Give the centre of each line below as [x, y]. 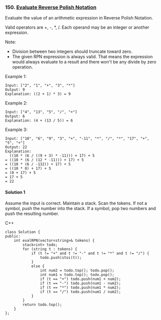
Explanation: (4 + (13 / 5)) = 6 [39, 121]
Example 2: [16, 103]
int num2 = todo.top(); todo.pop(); [77, 270]
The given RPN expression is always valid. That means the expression [82, 57]
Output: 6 [15, 116]
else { [38, 266]
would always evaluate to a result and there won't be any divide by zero [84, 62]
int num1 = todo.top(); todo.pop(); [77, 275]
